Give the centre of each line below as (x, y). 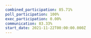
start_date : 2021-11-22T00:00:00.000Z (45, 28)
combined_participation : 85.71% (39, 10)
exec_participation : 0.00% (33, 19)
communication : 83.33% (29, 23)
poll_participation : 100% (32, 14)
